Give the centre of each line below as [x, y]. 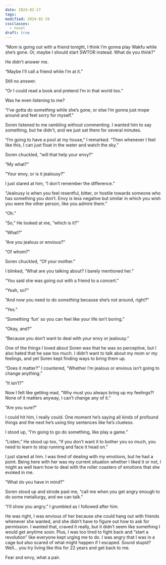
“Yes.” [11, 309]
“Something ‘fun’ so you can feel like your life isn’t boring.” [65, 319]
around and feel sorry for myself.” [40, 115]
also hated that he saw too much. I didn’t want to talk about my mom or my [81, 353]
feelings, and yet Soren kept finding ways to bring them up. [66, 358]
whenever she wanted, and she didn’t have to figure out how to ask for [77, 521]
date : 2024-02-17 [23, 10]
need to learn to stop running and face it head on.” [56, 447]
